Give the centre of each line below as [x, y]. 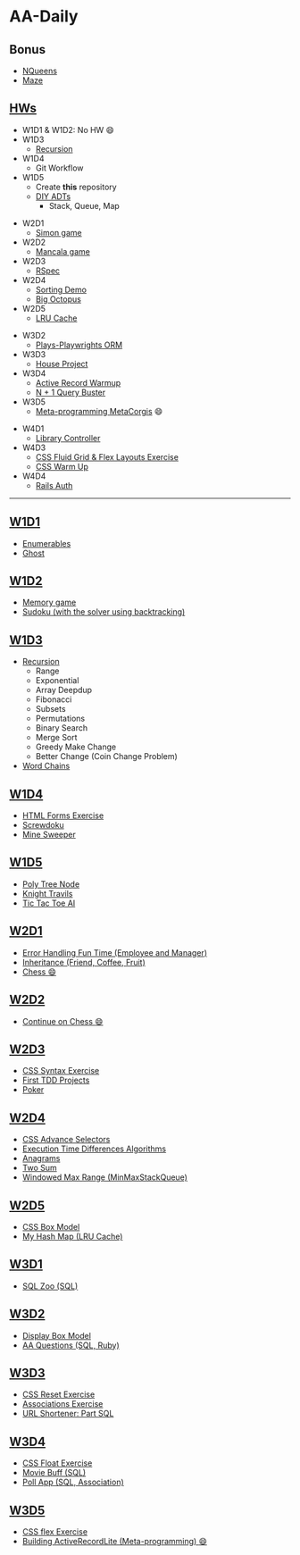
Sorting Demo [61, 289]
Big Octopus [58, 299]
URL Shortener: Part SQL [68, 1414]
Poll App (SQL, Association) [73, 1482]
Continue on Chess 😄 [62, 1021]
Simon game [58, 232]
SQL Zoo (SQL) [50, 1286]
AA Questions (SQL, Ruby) [71, 1345]
